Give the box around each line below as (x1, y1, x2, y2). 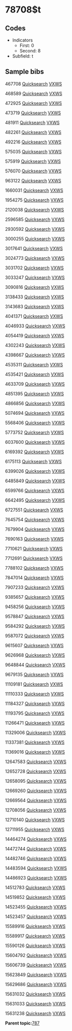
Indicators (12, 37, 33, 43)
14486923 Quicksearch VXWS (5, 875, 67, 881)
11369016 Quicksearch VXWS (5, 749, 65, 755)
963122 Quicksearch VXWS (5, 177, 62, 183)
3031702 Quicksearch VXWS (5, 264, 64, 271)
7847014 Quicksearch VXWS (5, 574, 64, 581)
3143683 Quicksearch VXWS (5, 303, 64, 309)
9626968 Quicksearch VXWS (5, 652, 65, 658)
